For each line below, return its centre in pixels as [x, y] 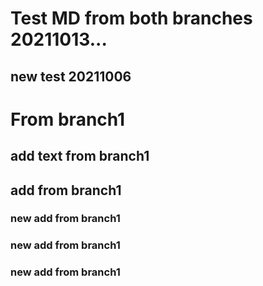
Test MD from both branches [131, 18]
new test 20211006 [71, 76]
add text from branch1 [80, 156]
